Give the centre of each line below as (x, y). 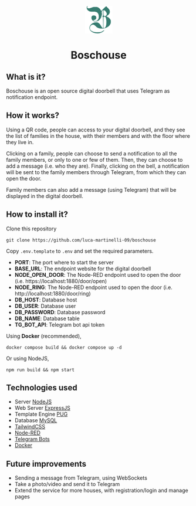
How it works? (33, 116)
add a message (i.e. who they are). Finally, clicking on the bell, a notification (98, 166)
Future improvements (46, 463)
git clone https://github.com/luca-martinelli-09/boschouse (81, 240)
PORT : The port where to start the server (64, 262)
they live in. (20, 142)
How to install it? (37, 214)
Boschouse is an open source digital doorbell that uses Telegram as (88, 91)
